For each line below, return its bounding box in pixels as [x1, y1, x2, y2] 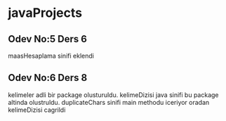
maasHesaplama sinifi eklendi [8, 51, 94, 60]
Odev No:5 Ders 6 [8, 33, 87, 45]
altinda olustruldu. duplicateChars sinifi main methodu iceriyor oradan [8, 98, 210, 106]
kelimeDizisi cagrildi [8, 106, 66, 114]
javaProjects [8, 5, 83, 21]
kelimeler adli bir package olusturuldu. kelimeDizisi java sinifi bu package [8, 90, 220, 99]
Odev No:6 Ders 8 [8, 72, 88, 84]
